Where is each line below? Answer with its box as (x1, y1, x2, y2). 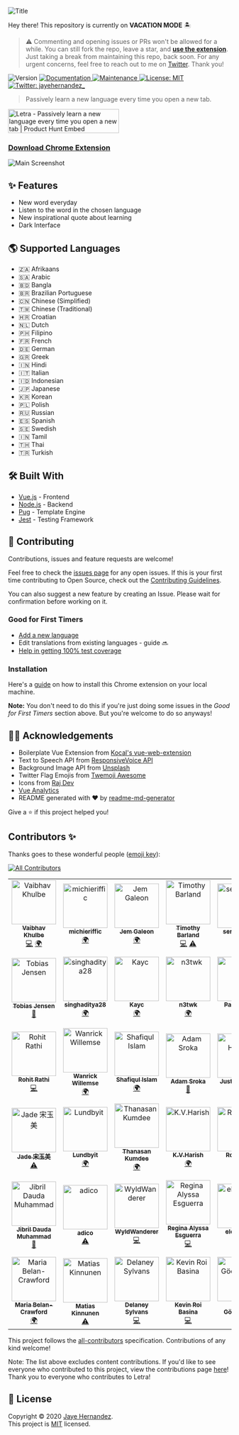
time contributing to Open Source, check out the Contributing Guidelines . (8, 575, 222, 584)
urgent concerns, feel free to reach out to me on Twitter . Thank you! (25, 60, 224, 68)
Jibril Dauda (16, 1226, 52, 1234)
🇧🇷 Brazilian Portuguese (18, 288, 92, 297)
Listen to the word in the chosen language (18, 206, 142, 214)
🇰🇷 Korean (18, 392, 52, 401)
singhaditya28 (64, 1000, 106, 1009)
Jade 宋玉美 (17, 1153, 51, 1160)
